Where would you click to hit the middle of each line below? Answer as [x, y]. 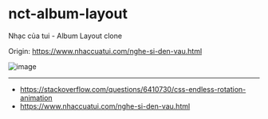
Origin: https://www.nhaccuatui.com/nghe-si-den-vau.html [105, 51]
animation [36, 98]
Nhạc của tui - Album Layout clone [65, 36]
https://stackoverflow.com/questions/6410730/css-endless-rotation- [133, 89]
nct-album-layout [68, 14]
